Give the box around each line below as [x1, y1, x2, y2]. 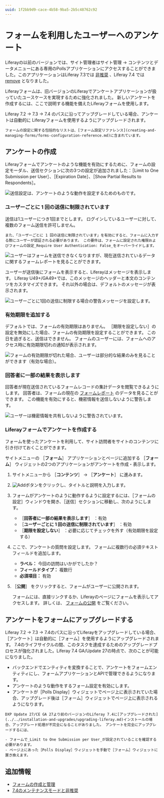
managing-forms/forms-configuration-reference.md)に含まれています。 [5, 133, 143, 138]
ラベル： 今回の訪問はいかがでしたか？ [19, 560, 98, 566]
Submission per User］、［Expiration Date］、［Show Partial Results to [5, 174, 141, 180]
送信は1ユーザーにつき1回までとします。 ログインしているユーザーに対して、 [5, 216, 159, 221]
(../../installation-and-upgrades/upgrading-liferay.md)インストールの [5, 717, 149, 722]
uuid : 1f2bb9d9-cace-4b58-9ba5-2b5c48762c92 [5, 7, 97, 12]
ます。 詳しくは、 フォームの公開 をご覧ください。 [29, 600, 131, 605]
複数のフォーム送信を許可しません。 [5, 222, 78, 228]
